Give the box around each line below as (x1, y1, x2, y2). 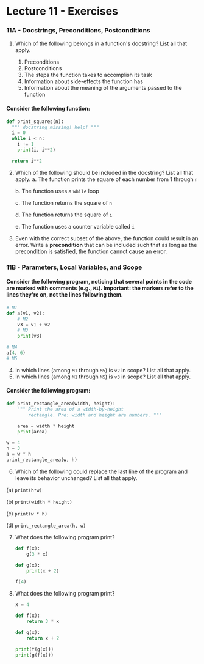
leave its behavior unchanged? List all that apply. (15, 474, 138, 481)
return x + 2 (26, 635, 60, 641)
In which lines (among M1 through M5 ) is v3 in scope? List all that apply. (15, 373, 191, 380)
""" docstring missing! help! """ (12, 124, 99, 130)
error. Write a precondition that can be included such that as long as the (15, 241, 197, 248)
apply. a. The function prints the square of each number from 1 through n (15, 175, 198, 183)
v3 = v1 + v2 (17, 322, 51, 328)
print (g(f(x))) (15, 652, 54, 658)
